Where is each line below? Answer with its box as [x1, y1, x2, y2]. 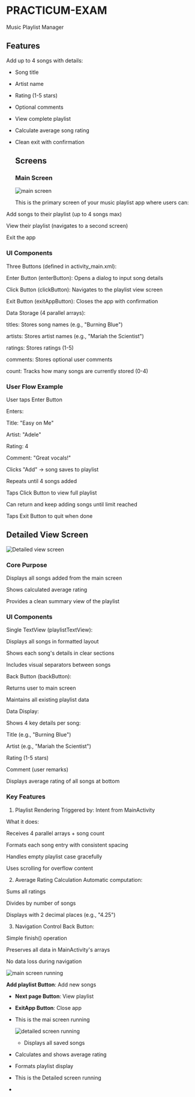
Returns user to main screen [6, 684, 76, 691]
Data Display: [6, 708, 39, 715]
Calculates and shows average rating [14, 1051, 107, 1058]
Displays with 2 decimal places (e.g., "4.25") [6, 911, 116, 918]
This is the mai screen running [14, 1016, 90, 1023]
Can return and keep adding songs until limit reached [6, 501, 138, 508]
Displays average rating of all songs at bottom [6, 777, 120, 785]
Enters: [6, 408, 24, 415]
